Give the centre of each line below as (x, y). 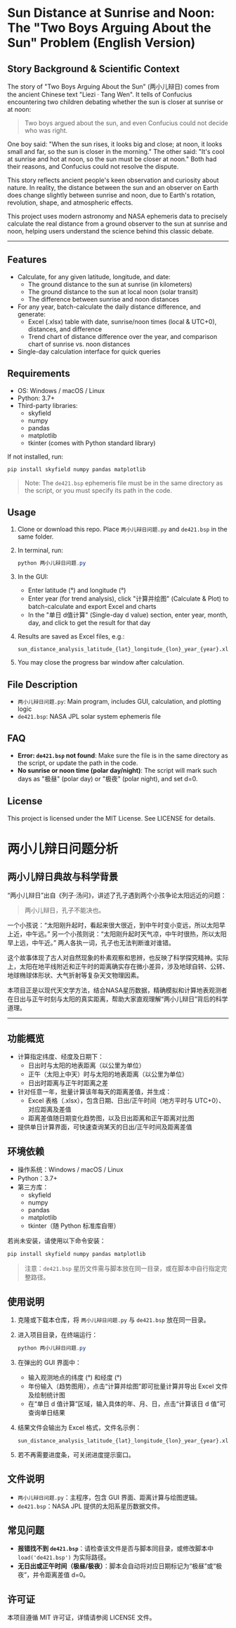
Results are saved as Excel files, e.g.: (71, 636)
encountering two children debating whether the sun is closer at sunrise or (115, 102)
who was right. (46, 130)
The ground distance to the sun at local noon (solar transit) (113, 291)
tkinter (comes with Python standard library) (92, 443)
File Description (42, 685)
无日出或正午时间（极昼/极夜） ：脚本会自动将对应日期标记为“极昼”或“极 (120, 1566)
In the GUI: (33, 577)
